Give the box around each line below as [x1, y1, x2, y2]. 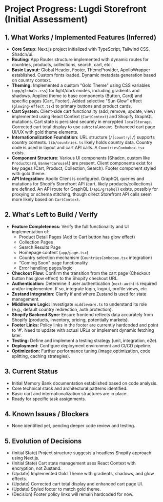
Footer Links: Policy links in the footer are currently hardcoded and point [11, 322, 159, 328]
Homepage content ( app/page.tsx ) [19, 249, 89, 255]
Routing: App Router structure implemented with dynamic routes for [11, 57, 149, 62]
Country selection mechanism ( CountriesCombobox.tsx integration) [19, 255, 152, 261]
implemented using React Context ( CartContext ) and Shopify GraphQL [11, 114, 153, 119]
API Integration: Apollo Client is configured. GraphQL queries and [11, 176, 144, 181]
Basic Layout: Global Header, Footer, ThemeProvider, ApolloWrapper [11, 67, 151, 73]
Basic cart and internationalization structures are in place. [11, 390, 128, 396]
